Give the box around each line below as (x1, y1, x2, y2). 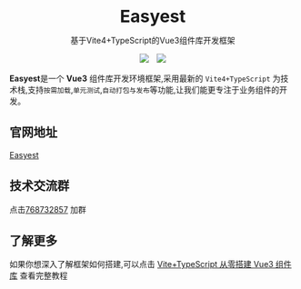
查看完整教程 (19, 270, 68, 281)
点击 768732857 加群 (9, 204, 86, 214)
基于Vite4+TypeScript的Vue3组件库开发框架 (70, 35, 236, 45)
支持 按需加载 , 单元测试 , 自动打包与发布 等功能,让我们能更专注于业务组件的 (27, 85, 280, 95)
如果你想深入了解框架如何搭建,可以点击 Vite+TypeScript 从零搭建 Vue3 (9, 259, 275, 270)
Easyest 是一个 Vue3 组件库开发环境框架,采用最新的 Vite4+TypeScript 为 (9, 73, 281, 84)
